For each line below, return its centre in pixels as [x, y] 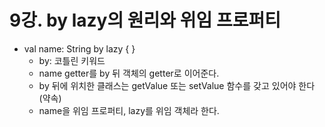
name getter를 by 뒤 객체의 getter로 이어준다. [129, 73]
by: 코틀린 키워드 [72, 60]
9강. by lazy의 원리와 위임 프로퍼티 [145, 20]
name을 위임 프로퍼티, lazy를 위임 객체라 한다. [129, 110]
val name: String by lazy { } [79, 48]
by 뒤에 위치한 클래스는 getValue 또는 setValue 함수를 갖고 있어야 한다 [177, 85]
